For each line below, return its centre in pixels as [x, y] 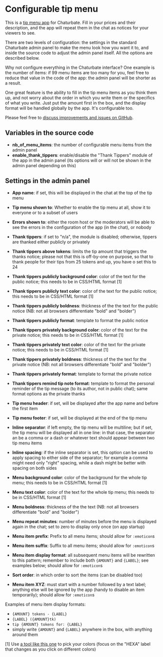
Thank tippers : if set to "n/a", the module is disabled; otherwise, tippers [84, 237]
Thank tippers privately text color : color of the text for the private [79, 344]
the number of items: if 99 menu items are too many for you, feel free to [77, 72]
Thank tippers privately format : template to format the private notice [82, 374]
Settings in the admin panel [48, 181]
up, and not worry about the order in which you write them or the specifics [80, 98]
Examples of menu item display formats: [45, 604]
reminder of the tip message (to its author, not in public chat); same [80, 388]
